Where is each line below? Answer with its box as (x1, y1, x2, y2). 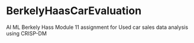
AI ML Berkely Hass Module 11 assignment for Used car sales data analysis (6, 24, 188, 31)
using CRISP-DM (6, 29, 47, 37)
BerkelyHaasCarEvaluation (6, 4, 142, 18)
